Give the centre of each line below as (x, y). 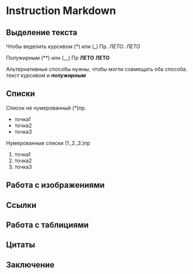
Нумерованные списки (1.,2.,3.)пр (48, 143)
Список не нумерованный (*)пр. (46, 108)
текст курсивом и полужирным (46, 75)
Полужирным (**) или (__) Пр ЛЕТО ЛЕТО (58, 58)
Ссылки (21, 205)
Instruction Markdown (61, 11)
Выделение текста (42, 32)
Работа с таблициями (48, 225)
